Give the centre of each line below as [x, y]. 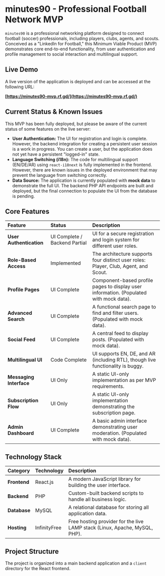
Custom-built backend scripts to [106, 493]
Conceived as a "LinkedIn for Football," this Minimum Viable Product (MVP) [81, 43]
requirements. [108, 386]
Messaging [21, 377]
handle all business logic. [97, 500]
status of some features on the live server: [48, 129]
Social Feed [22, 339]
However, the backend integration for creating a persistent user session [85, 143]
